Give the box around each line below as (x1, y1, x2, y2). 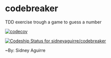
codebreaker (5, 3, 59, 14)
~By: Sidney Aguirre (5, 47, 45, 53)
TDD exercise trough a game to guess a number (5, 19, 102, 25)
